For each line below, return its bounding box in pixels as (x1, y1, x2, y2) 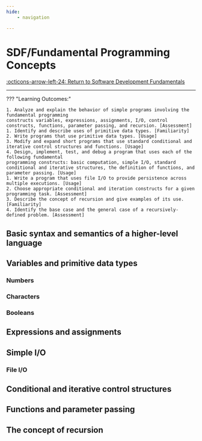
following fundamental (6, 154, 63, 160)
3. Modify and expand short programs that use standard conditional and (6, 139, 192, 145)
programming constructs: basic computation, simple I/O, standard (6, 160, 176, 166)
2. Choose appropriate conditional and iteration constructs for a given (6, 186, 195, 192)
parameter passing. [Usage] (6, 170, 77, 176)
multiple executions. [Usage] (6, 181, 82, 187)
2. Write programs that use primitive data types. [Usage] (6, 133, 158, 139)
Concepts (6, 58, 56, 72)
